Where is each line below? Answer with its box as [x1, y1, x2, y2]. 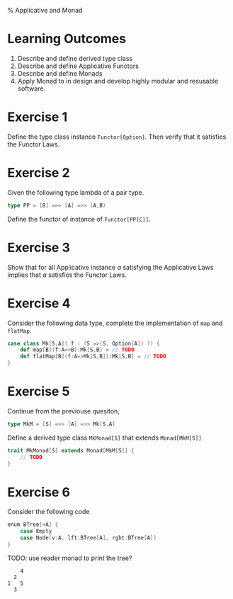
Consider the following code [7, 508, 90, 516]
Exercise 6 [7, 484, 71, 500]
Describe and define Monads [17, 69, 103, 77]
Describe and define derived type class [17, 54, 133, 62]
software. [17, 84, 46, 93]
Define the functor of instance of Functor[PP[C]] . [7, 215, 151, 223]
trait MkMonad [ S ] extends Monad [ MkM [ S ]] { [7, 447, 135, 454]
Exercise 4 [7, 295, 71, 311]
